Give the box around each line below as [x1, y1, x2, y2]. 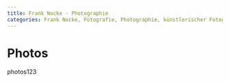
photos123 [7, 68, 37, 76]
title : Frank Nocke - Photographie [7, 9, 109, 17]
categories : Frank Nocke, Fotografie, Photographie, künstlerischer [7, 16, 207, 23]
